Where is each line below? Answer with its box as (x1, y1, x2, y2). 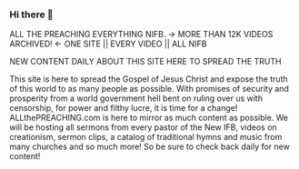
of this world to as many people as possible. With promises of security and (9, 84, 289, 94)
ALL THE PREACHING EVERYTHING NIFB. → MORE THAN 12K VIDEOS (9, 29, 274, 40)
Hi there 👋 (9, 8, 55, 21)
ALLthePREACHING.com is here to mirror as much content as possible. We (9, 113, 289, 124)
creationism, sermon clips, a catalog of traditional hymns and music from (9, 132, 283, 143)
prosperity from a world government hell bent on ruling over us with (9, 93, 264, 104)
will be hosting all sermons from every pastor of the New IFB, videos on (9, 122, 277, 133)
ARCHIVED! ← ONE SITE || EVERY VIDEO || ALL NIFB (9, 38, 207, 49)
